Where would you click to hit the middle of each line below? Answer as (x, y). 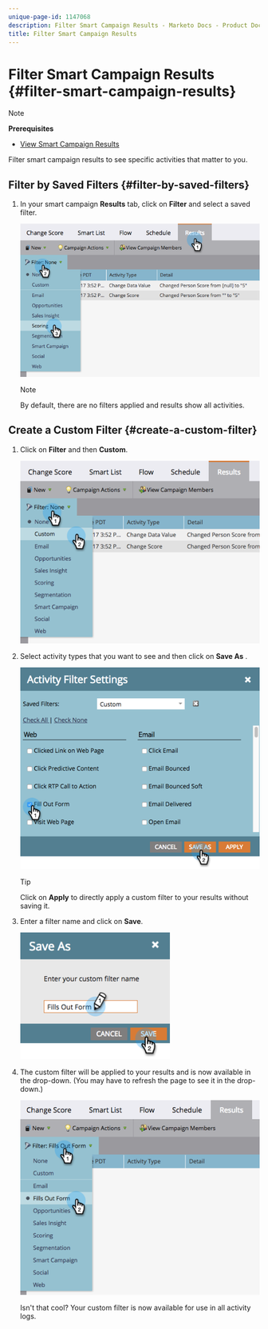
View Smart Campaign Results (69, 145)
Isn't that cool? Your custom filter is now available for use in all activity (135, 1307)
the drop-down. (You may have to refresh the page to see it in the (127, 1080)
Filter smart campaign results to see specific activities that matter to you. (128, 160)
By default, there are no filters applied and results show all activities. (132, 405)
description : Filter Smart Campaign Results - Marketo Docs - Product (128, 25)
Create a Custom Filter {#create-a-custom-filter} (133, 430)
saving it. (35, 906)
